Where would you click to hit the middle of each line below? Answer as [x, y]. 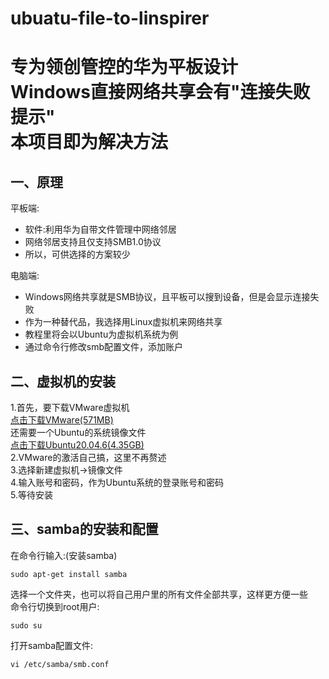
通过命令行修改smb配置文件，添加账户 [104, 347]
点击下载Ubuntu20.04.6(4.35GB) [77, 445]
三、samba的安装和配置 [84, 529]
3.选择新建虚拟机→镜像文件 [66, 470]
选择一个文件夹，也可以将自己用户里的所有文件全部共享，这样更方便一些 [159, 594]
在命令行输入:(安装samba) [64, 555]
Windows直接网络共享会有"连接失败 [160, 92]
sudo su [26, 625]
